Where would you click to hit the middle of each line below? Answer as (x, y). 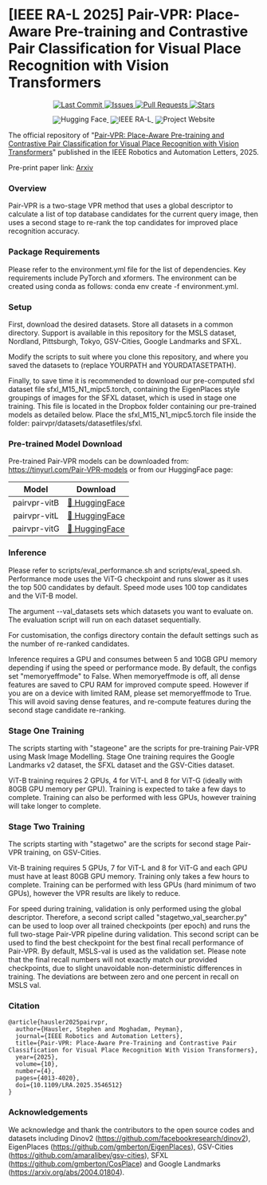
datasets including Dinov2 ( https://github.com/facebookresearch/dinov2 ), (130, 1138)
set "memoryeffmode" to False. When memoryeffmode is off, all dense (124, 676)
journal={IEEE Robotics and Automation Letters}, (99, 1036)
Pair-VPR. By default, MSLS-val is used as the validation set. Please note (128, 951)
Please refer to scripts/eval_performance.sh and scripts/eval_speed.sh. (125, 570)
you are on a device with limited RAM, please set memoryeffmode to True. (130, 693)
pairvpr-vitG (36, 529)
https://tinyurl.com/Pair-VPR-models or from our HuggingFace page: (121, 470)
